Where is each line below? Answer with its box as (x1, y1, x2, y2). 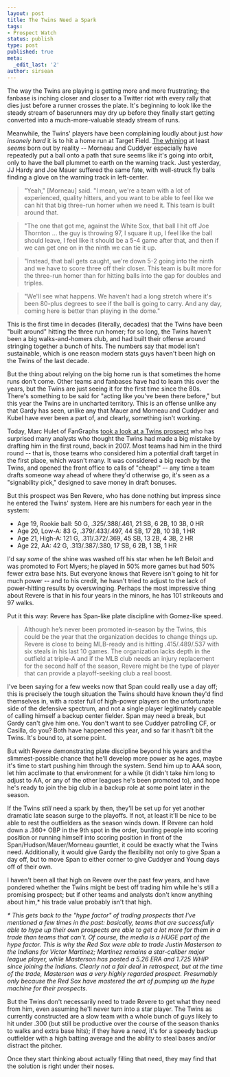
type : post (7, 42, 38, 49)
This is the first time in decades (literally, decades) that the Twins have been (7, 320, 223, 328)
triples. (23, 279, 44, 287)
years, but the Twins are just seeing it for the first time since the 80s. (7, 384, 202, 393)
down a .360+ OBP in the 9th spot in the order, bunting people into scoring (7, 826, 218, 834)
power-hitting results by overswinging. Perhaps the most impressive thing (7, 584, 216, 592)
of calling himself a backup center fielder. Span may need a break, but (7, 711, 206, 719)
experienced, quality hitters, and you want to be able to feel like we (23, 193, 214, 202)
